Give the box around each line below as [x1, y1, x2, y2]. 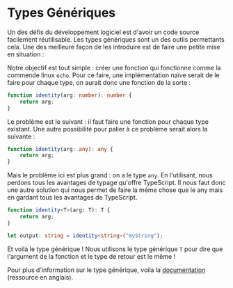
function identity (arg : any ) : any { [7, 145, 113, 152]
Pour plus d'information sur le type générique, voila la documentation [7, 266, 206, 274]
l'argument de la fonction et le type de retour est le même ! [7, 252, 176, 260]
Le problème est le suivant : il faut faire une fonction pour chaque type [7, 117, 209, 126]
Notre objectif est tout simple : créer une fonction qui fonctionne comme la [7, 63, 221, 72]
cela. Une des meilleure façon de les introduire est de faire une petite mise [7, 42, 220, 51]
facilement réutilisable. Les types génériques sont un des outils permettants [7, 35, 225, 43]
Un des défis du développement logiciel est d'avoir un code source [7, 28, 200, 36]
